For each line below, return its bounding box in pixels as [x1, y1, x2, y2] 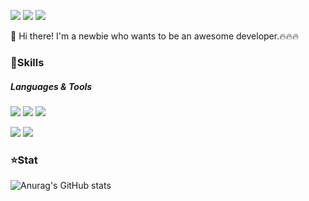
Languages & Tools [10, 80, 93, 92]
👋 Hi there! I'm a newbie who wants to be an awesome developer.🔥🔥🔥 [10, 30, 300, 42]
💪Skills [10, 55, 45, 69]
